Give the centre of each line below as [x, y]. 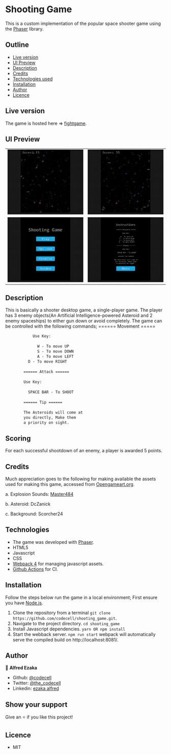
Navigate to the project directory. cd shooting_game [66, 623]
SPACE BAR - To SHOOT [51, 392]
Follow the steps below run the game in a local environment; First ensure [81, 597]
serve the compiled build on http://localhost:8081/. [65, 640]
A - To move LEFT [55, 357]
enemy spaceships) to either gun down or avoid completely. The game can [84, 321]
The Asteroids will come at [53, 413]
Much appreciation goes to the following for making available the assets [81, 479]
